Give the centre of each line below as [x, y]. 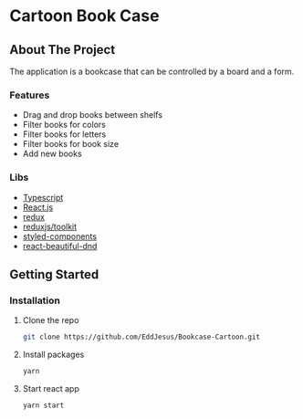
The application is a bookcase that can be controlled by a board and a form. [152, 71]
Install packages [53, 355]
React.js [38, 207]
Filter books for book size [71, 144]
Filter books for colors [64, 125]
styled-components [60, 236]
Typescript [43, 197]
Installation [35, 300]
